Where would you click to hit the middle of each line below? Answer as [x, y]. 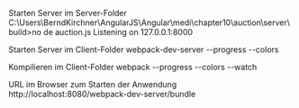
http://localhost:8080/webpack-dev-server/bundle [102, 94]
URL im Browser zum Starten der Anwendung [93, 84]
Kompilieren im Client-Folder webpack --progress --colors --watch [133, 67]
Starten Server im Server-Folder [68, 13]
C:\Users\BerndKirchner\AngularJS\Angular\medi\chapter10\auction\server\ [149, 22]
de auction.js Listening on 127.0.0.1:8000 [118, 32]
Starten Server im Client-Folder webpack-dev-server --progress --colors [144, 49]
